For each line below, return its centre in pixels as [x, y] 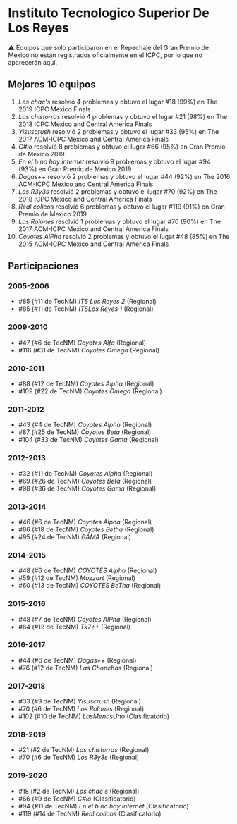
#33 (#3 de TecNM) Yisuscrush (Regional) [80, 701]
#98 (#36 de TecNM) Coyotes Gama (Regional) [87, 488]
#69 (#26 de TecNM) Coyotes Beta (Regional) [85, 481]
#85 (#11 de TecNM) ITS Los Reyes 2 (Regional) [87, 302]
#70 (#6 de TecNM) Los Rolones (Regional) [81, 709]
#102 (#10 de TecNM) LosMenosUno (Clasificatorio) [94, 716]
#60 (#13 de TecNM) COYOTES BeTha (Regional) [90, 586]
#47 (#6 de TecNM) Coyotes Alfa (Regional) [82, 343]
